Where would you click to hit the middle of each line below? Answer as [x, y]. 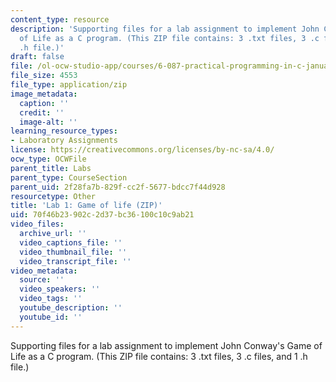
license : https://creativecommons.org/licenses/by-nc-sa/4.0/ [142, 150]
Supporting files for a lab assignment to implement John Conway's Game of [166, 345]
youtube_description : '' [71, 308]
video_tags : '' [51, 299]
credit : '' [42, 112]
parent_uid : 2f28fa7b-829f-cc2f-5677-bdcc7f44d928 [118, 187]
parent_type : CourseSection [69, 177]
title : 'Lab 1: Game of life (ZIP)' [86, 206]
